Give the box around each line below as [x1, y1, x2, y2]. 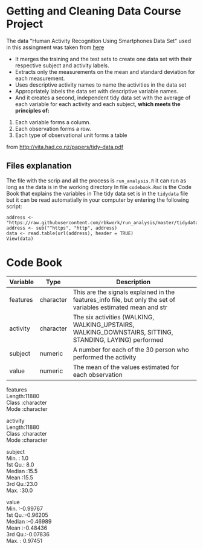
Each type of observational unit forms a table [14, 131, 127, 139]
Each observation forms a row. [14, 125, 92, 132]
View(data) [6, 235, 34, 242]
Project [6, 17, 43, 31]
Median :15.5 [6, 467, 38, 474]
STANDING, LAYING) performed [72, 335, 164, 344]
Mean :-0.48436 [6, 524, 48, 531]
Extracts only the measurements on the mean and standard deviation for [14, 68, 195, 75]
